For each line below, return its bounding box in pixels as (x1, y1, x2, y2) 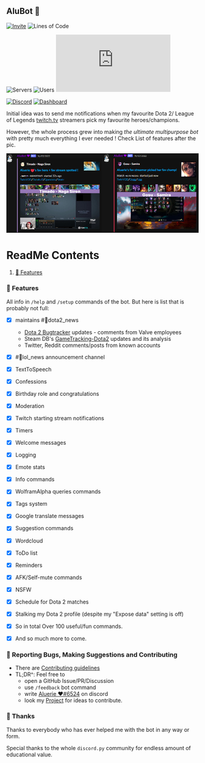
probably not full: (6, 304, 49, 312)
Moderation (15, 402, 45, 409)
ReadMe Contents (6, 249, 99, 263)
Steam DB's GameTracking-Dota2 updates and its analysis (24, 335, 171, 342)
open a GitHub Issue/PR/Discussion (24, 677, 114, 685)
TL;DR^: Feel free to (15, 671, 65, 678)
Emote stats (15, 464, 46, 471)
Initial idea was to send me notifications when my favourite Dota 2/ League (6, 109, 194, 117)
